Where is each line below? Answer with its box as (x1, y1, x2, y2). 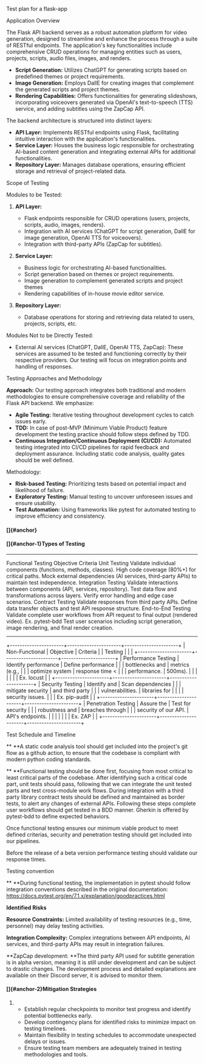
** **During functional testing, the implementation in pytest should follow (6, 879, 191, 886)
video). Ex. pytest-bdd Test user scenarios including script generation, (6, 617, 183, 625)
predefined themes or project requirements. (15, 73, 125, 80)
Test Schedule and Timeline (6, 731, 76, 738)
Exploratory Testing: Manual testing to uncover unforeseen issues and (15, 493, 193, 500)
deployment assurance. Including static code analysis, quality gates (15, 450, 185, 457)
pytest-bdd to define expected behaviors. (6, 812, 110, 820)
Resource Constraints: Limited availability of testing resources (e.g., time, (6, 916, 192, 923)
